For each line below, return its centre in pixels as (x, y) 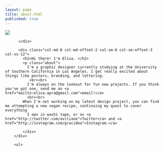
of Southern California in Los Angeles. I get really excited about (77, 72)
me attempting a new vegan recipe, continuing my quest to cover (73, 106)
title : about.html (24, 14)
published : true (22, 19)
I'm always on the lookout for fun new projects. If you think (93, 85)
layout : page (18, 10)
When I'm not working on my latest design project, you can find (91, 102)
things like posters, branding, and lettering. (55, 76)
